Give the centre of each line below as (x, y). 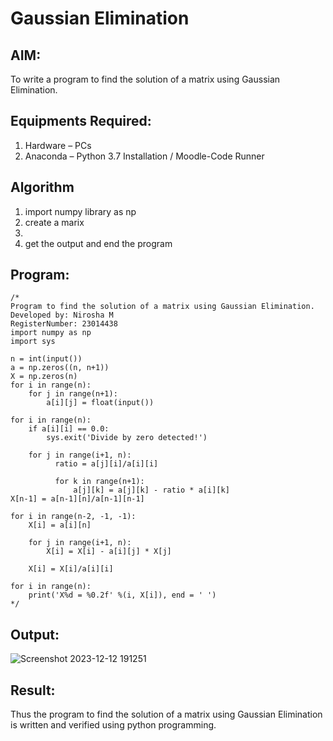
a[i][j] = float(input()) (100, 403)
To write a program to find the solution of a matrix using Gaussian (145, 79)
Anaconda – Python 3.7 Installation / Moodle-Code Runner (144, 156)
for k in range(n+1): (99, 482)
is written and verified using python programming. (113, 725)
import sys (33, 342)
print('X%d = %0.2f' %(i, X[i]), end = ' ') (122, 595)
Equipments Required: (81, 121)
